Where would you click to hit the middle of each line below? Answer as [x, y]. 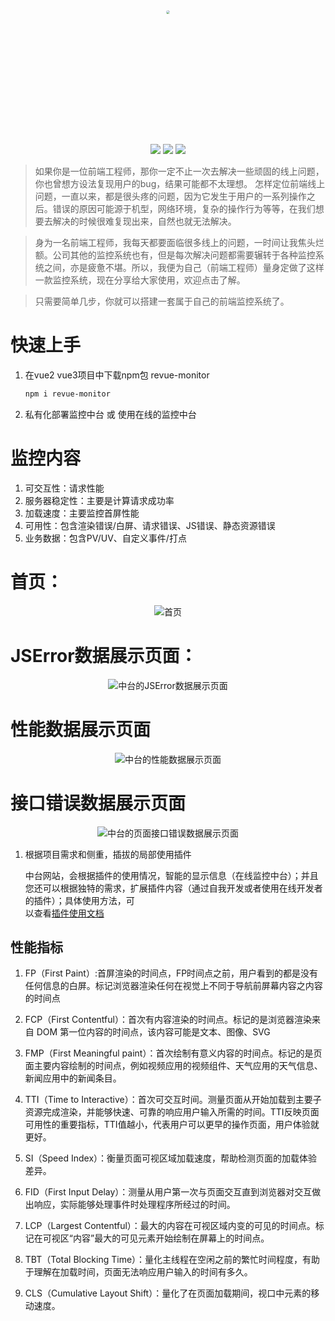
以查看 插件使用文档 [64, 913]
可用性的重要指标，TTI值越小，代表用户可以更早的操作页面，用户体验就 [172, 1125]
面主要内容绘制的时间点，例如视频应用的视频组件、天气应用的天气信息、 [173, 1066]
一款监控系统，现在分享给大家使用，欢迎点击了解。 [140, 280]
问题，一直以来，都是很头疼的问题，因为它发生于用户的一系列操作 [170, 196]
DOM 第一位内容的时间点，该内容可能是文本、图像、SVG [153, 1032]
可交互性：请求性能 [64, 488]
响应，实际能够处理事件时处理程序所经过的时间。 [134, 1205]
